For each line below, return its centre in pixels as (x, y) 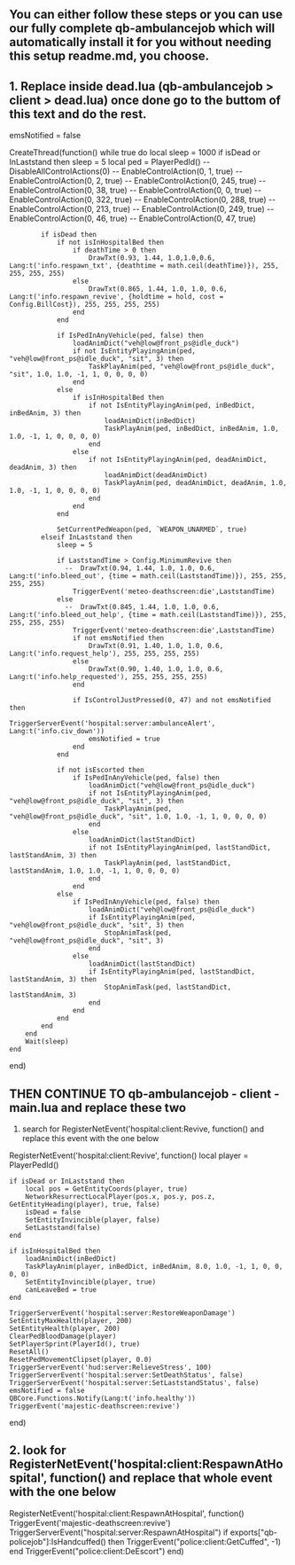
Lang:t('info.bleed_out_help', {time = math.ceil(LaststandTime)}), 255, (148, 615)
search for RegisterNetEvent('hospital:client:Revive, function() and (143, 1129)
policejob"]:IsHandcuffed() (58, 1541)
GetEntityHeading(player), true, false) (85, 1205)
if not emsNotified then (118, 638)
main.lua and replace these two (98, 1107)
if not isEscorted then (100, 771)
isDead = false (53, 1213)
